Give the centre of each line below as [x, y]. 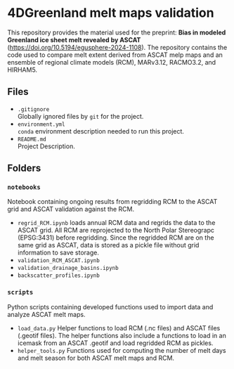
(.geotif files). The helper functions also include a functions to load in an [122, 335]
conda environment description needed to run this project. [101, 131]
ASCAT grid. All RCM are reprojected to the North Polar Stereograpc [116, 231]
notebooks [24, 187]
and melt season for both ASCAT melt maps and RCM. [96, 358]
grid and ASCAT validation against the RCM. [71, 209]
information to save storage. [58, 253]
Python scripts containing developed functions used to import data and [110, 306]
